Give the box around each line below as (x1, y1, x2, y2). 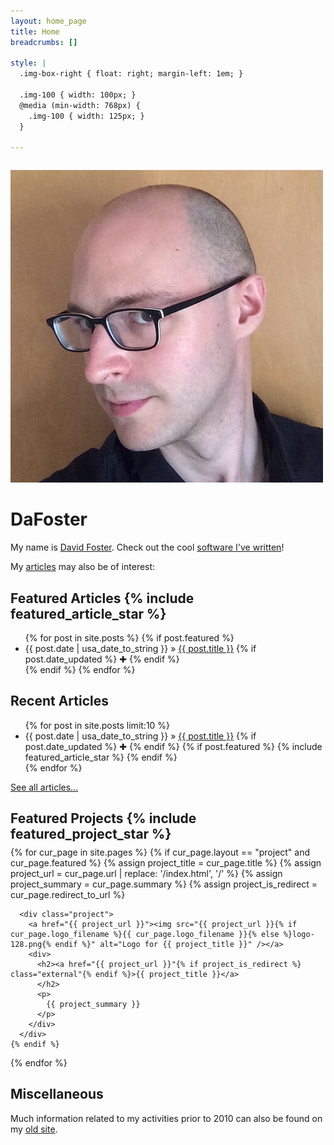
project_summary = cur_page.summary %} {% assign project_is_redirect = (10, 878, 318, 890)
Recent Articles (10, 693, 109, 710)
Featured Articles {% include (10, 590, 195, 607)
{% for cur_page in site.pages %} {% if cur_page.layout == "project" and (10, 846, 311, 858)
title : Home (10, 26, 60, 37)
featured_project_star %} (10, 826, 172, 843)
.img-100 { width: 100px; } (19, 90, 137, 100)
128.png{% (10, 939, 52, 949)
